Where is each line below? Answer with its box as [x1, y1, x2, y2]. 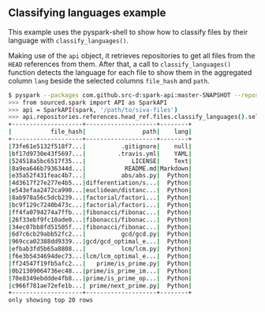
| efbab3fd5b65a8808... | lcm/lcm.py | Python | [8, 245, 192, 253]
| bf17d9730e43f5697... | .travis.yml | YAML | [8, 150, 192, 158]
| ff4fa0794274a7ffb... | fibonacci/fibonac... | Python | [8, 208, 192, 216]
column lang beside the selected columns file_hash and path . [8, 76, 211, 85]
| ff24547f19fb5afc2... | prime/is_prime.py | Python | [8, 259, 192, 267]
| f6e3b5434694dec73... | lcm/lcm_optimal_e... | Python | [8, 252, 192, 261]
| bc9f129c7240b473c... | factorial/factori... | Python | [8, 201, 192, 209]
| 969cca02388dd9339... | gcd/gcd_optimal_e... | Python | [8, 238, 192, 246]
